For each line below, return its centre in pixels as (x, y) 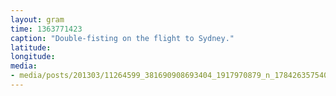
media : (24, 66)
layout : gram (37, 19)
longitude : (33, 57)
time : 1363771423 (46, 29)
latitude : (31, 47)
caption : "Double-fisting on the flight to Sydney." (122, 38)
